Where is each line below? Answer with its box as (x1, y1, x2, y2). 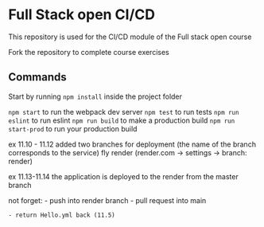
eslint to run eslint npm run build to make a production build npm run (8, 115, 235, 125)
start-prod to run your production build (8, 123, 138, 133)
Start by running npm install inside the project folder (8, 92, 183, 101)
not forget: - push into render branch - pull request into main (8, 195, 207, 205)
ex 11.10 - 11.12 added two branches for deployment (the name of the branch (8, 139, 257, 149)
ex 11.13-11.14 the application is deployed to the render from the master (8, 171, 239, 181)
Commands (8, 70, 68, 84)
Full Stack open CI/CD (8, 6, 155, 24)
